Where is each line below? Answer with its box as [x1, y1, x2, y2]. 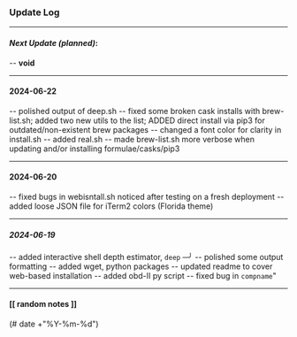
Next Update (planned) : [9, 37, 99, 48]
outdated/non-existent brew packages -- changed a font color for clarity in [9, 124, 282, 134]
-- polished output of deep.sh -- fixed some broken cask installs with [9, 105, 261, 116]
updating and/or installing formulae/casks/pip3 [9, 143, 180, 154]
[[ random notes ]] [9, 299, 78, 310]
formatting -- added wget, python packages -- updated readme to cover [9, 261, 273, 272]
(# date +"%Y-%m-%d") [9, 318, 99, 329]
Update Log [9, 6, 60, 19]
